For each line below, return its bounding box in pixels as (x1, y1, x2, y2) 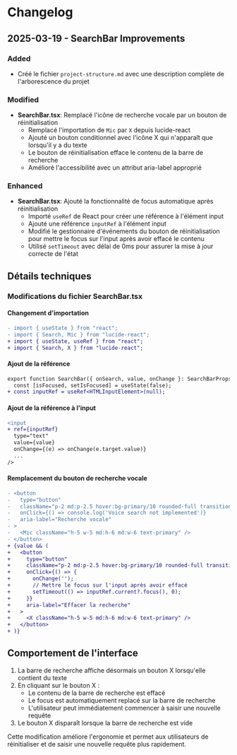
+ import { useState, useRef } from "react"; (7, 337, 143, 345)
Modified (7, 95, 39, 105)
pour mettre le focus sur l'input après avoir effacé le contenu (28, 235, 205, 243)
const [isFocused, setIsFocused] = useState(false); (13, 382, 172, 389)
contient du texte (17, 673, 67, 682)
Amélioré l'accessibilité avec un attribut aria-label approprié (28, 163, 202, 172)
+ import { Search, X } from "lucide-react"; (7, 344, 143, 351)
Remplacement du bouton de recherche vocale (7, 474, 148, 483)
